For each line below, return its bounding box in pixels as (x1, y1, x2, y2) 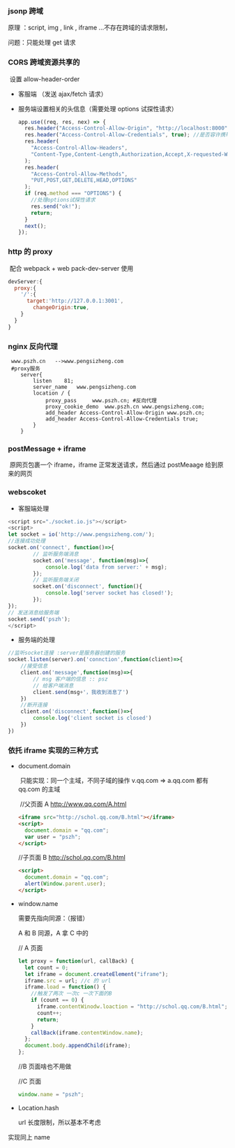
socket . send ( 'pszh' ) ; (8, 616, 71, 623)
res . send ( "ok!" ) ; (31, 203, 82, 210)
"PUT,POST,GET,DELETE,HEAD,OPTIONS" (31, 177, 137, 184)
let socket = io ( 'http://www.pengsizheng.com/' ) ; (8, 531, 156, 538)
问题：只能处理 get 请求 (8, 38, 76, 47)
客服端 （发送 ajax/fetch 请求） (17, 90, 107, 98)
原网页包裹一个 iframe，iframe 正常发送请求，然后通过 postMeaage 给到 (9, 460, 218, 469)
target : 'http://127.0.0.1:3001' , (26, 297, 124, 305)
